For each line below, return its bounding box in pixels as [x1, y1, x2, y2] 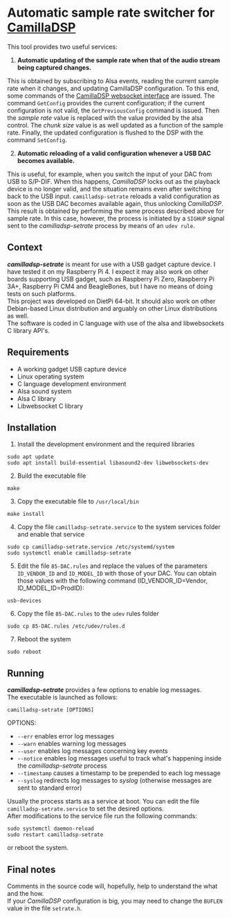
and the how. [7, 890, 44, 897]
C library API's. [7, 326, 50, 334]
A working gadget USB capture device [17, 365, 127, 373]
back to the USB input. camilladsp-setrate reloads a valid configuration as [7, 192, 220, 200]
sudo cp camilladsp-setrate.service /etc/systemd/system [7, 544, 175, 551]
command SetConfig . [7, 135, 68, 144]
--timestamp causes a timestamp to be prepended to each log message [17, 769, 221, 777]
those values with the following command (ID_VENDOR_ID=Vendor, [17, 577, 208, 585]
